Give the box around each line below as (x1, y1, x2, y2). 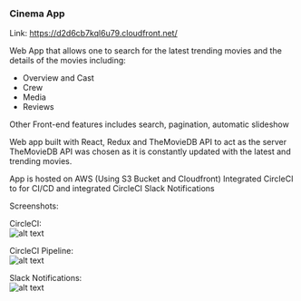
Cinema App (9, 7, 65, 20)
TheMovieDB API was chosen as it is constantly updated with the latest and (9, 146, 292, 157)
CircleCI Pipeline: (9, 246, 74, 257)
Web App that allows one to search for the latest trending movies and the (9, 45, 283, 56)
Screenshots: (9, 200, 59, 211)
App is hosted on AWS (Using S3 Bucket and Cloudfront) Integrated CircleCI (9, 173, 294, 184)
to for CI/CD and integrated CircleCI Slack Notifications (9, 183, 215, 194)
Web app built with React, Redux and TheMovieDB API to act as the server (9, 137, 287, 148)
